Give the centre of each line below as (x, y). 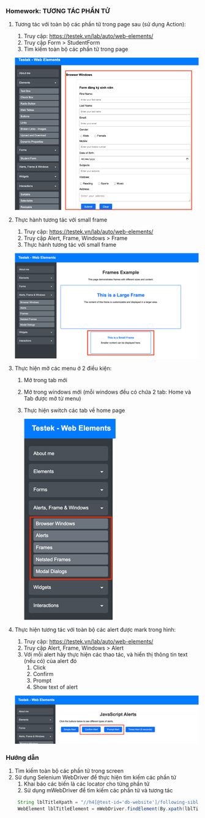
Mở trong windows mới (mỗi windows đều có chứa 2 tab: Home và (107, 392)
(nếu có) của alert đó (50, 661)
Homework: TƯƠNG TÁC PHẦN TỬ (58, 11)
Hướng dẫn (22, 758)
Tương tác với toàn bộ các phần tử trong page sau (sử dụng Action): (100, 24)
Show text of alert (55, 687)
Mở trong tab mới (46, 380)
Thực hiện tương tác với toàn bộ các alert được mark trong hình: (95, 630)
